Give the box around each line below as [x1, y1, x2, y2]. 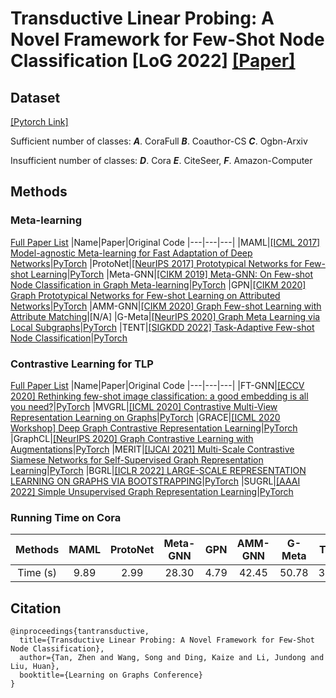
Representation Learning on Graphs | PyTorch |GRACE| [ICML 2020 [10, 411, 281, 423]
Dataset [10, 89, 61, 106]
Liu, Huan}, [10, 662, 60, 672]
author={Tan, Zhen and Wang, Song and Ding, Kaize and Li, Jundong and [19, 653, 325, 663]
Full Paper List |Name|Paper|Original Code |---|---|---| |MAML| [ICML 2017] [10, 236, 321, 248]
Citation [10, 600, 62, 617]
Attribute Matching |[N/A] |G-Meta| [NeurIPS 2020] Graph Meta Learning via [10, 310, 321, 322]
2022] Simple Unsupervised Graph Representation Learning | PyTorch [10, 485, 294, 497]
